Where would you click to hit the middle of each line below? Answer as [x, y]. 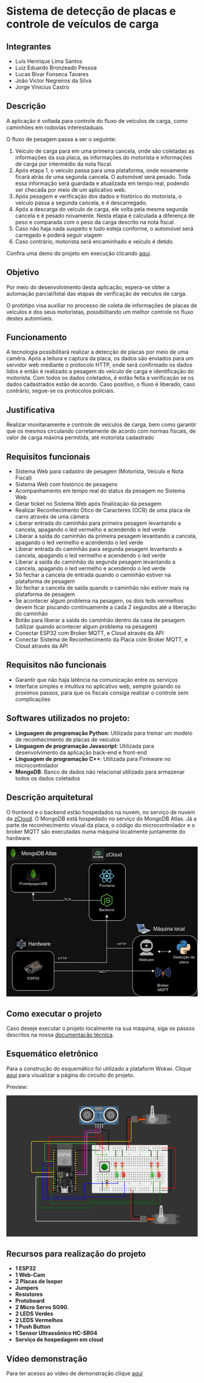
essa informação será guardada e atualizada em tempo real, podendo [102, 183]
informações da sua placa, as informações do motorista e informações [104, 157]
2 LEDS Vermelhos [39, 1320]
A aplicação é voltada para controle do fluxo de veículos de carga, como [97, 121]
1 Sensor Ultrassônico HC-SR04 [56, 1333]
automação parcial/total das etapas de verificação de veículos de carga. [97, 293]
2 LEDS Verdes [34, 1314]
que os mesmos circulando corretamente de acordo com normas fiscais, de [101, 431]
